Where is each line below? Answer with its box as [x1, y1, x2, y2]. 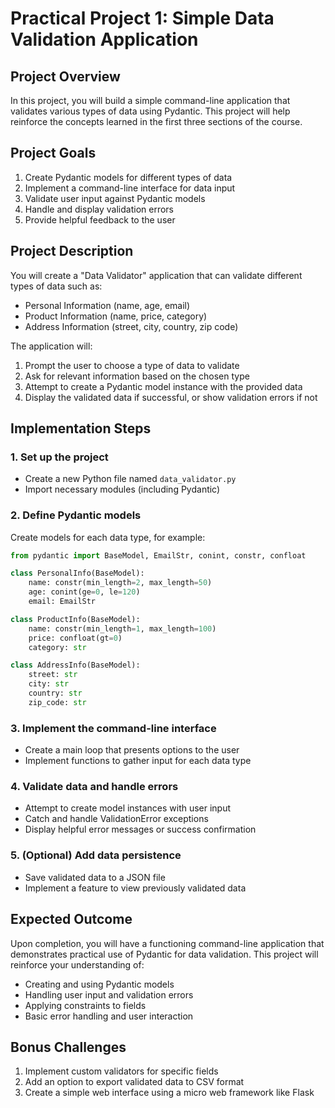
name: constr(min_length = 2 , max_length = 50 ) [28, 578, 213, 588]
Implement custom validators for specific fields [24, 1065, 219, 1077]
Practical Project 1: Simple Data [10, 7, 275, 30]
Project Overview [10, 68, 121, 85]
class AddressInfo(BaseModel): [10, 660, 141, 671]
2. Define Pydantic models [10, 508, 142, 522]
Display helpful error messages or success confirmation [24, 823, 257, 836]
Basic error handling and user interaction [24, 1010, 194, 1022]
